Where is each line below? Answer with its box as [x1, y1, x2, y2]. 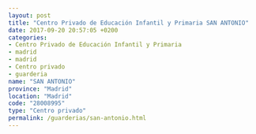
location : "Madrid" [8, 92, 73, 100]
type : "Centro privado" [8, 107, 87, 115]
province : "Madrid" [8, 84, 73, 93]
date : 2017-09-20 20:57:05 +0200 [8, 26, 119, 34]
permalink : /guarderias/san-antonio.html [8, 114, 147, 122]
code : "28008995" [8, 99, 66, 107]
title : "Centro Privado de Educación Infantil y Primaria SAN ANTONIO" [8, 19, 249, 27]
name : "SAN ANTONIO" [8, 77, 77, 85]
